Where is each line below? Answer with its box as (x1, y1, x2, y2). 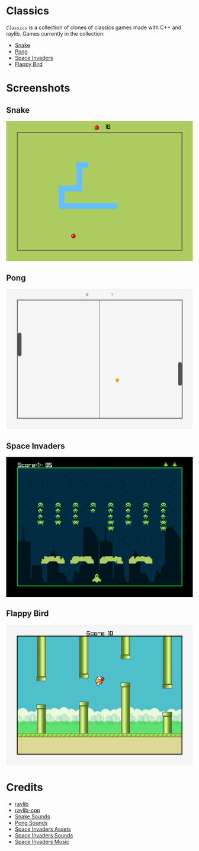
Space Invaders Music (14, 839, 69, 846)
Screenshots (6, 81, 70, 95)
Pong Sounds (14, 820, 48, 827)
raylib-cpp (14, 806, 40, 814)
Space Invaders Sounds (14, 832, 73, 839)
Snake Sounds (14, 813, 50, 820)
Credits (6, 781, 43, 794)
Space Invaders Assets (14, 825, 71, 833)
